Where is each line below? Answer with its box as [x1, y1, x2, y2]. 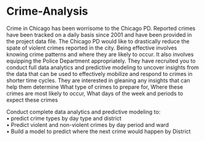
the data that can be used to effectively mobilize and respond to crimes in [6, 70, 193, 77]
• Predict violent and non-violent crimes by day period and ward [6, 121, 169, 128]
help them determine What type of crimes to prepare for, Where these [6, 83, 184, 90]
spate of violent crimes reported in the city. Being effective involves [6, 44, 177, 51]
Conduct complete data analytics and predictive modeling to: [6, 108, 161, 115]
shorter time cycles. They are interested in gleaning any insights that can [6, 77, 190, 84]
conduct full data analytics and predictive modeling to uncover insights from [6, 63, 199, 71]
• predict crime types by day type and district [6, 115, 122, 122]
